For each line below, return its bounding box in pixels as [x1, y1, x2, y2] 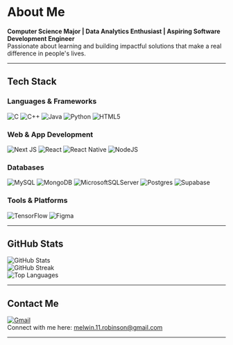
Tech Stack [7, 76, 57, 87]
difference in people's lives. [7, 49, 87, 57]
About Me [7, 4, 65, 20]
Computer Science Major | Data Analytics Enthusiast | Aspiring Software [7, 27, 221, 35]
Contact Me [7, 297, 59, 309]
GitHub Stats [7, 238, 64, 249]
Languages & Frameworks [7, 96, 97, 106]
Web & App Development [7, 130, 94, 139]
